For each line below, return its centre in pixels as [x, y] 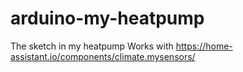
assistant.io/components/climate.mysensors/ [103, 56]
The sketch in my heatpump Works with [92, 46]
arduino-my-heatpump [107, 18]
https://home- [204, 46]
